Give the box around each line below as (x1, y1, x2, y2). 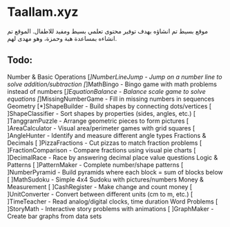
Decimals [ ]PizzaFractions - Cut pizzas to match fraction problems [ (7, 139, 202, 147)
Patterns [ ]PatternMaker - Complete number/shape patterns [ (7, 160, 184, 169)
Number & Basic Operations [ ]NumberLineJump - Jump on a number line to (7, 72, 222, 81)
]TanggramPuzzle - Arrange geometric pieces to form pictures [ (7, 117, 189, 125)
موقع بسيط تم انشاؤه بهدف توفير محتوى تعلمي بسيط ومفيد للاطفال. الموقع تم (7, 27, 209, 35)
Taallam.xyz (7, 4, 79, 20)
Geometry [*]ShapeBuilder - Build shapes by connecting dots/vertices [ (7, 101, 212, 110)
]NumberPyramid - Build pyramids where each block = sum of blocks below (7, 168, 223, 176)
